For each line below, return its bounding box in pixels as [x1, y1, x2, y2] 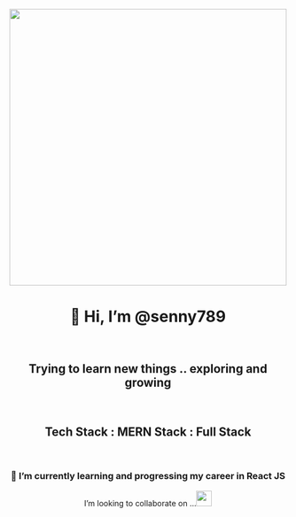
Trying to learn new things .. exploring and [28, 361, 268, 376]
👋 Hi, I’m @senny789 [69, 306, 227, 327]
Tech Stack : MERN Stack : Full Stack [44, 425, 252, 440]
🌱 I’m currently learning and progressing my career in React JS [11, 470, 285, 482]
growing [124, 375, 172, 390]
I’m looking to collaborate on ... [83, 498, 197, 508]
